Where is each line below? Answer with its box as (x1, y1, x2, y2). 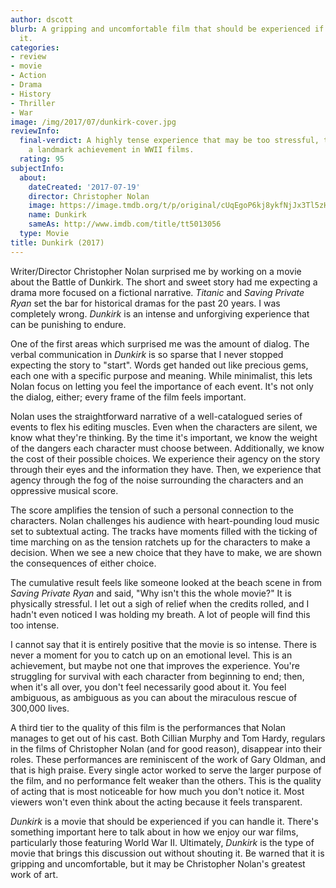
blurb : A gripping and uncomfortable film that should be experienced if (10, 24, 325, 34)
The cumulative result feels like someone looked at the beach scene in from (10, 576, 323, 588)
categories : (10, 42, 60, 53)
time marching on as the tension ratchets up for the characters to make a (10, 536, 311, 548)
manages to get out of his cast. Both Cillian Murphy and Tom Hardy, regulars (10, 732, 326, 744)
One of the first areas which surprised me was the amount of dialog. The (10, 337, 310, 350)
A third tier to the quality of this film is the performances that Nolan (10, 721, 287, 733)
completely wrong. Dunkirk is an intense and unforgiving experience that (10, 307, 310, 320)
